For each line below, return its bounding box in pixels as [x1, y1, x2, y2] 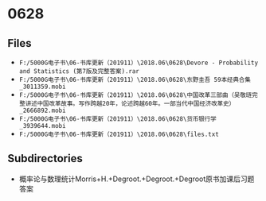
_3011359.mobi [18, 83, 66, 91]
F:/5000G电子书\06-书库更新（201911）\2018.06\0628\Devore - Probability [18, 59, 259, 67]
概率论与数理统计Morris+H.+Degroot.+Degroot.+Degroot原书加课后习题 [18, 174, 255, 184]
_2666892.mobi [18, 106, 66, 114]
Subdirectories [7, 152, 83, 165]
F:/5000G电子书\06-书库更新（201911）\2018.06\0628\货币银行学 [18, 115, 217, 123]
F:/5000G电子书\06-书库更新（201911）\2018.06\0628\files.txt [18, 130, 220, 138]
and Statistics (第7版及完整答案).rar [18, 68, 140, 75]
